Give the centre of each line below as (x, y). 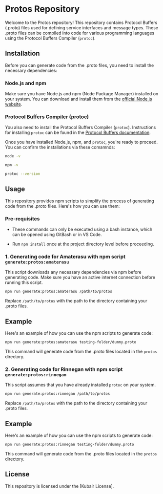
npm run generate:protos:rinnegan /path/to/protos (58, 394)
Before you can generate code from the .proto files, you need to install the (80, 65)
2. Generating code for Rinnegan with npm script (64, 369)
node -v (13, 156)
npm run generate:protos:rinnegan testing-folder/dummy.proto (70, 444)
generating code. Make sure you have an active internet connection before (80, 278)
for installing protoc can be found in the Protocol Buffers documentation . (78, 132)
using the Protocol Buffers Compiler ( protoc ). (51, 38)
